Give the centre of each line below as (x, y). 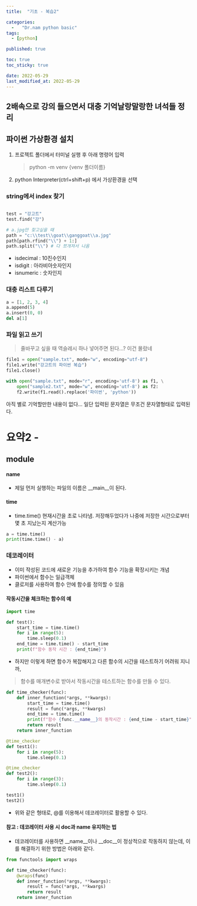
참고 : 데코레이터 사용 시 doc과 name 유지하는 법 (61, 827)
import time (21, 611)
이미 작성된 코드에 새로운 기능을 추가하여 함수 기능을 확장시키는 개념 (92, 570)
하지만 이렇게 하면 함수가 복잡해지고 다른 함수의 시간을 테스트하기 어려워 (97, 661)
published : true (26, 49)
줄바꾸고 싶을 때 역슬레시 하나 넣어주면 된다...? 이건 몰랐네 (86, 348)
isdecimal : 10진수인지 (40, 258)
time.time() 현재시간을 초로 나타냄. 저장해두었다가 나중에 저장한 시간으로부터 (102, 516)
